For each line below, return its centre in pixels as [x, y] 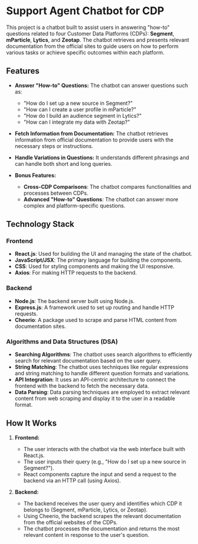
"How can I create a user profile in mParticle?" [80, 109]
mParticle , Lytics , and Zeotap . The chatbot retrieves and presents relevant [98, 40]
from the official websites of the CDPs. [71, 522]
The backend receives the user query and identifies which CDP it [103, 503]
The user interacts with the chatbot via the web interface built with [104, 449]
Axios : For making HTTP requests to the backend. [76, 273]
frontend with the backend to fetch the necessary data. [82, 386]
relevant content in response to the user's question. [86, 535]
